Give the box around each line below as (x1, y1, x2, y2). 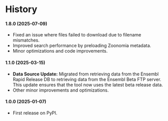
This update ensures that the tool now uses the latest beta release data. (12, 82, 163, 88)
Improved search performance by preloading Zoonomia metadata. (12, 43, 152, 49)
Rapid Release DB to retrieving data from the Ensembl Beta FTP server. (12, 76, 161, 82)
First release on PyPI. (12, 110, 58, 116)
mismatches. (12, 37, 40, 44)
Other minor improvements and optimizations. (12, 87, 109, 93)
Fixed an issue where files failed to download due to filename (12, 32, 142, 38)
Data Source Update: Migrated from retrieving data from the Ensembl (12, 71, 159, 77)
